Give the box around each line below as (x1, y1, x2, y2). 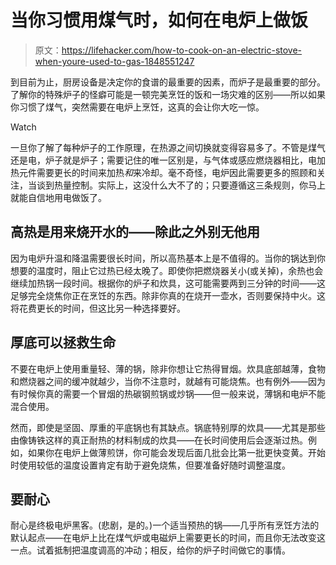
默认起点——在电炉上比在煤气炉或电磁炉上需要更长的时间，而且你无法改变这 (10, 532, 326, 544)
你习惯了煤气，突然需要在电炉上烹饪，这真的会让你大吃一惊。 (10, 101, 265, 113)
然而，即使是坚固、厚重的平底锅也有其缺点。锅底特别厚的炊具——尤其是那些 (10, 421, 326, 433)
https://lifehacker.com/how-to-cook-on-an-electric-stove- (61, 44, 303, 56)
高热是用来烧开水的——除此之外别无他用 (10, 224, 260, 241)
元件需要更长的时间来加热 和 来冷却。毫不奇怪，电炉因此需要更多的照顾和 (18, 166, 317, 178)
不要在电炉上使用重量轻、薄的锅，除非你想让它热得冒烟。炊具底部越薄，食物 (10, 362, 326, 375)
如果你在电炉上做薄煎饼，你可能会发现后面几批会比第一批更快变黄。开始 (27, 446, 326, 458)
